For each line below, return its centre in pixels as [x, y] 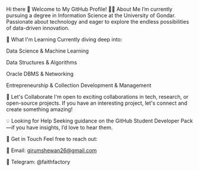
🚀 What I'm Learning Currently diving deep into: [64, 39]
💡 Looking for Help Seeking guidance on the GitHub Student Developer [93, 121]
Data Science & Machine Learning [47, 51]
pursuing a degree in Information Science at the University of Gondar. [91, 15]
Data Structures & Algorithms [42, 62]
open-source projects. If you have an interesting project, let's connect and [97, 103]
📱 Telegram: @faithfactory [38, 162]
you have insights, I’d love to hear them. [64, 128]
